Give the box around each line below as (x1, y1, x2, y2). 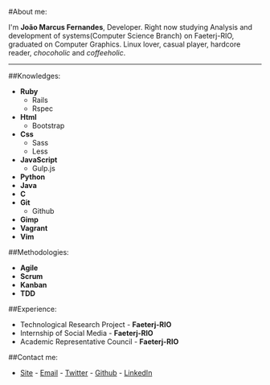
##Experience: (8, 305, 57, 313)
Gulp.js (31, 164, 56, 173)
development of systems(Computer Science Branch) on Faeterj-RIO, (8, 31, 235, 40)
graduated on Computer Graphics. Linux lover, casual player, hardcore (8, 39, 241, 49)
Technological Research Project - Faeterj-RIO (19, 320, 172, 329)
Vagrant (19, 223, 48, 232)
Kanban (19, 281, 47, 289)
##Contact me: (8, 353, 59, 362)
